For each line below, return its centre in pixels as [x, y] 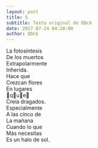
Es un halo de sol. [28, 140]
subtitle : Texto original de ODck [49, 23]
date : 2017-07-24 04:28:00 [40, 28]
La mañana [20, 121]
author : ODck [22, 34]
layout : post [22, 12]
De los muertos [25, 57]
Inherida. [17, 70]
